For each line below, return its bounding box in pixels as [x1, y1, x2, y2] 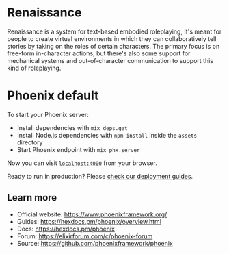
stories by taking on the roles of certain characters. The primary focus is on [7, 42, 220, 50]
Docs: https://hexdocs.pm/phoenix [16, 225, 115, 233]
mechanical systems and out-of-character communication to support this [7, 56, 214, 64]
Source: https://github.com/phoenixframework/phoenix [16, 239, 173, 247]
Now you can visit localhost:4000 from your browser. [7, 159, 157, 167]
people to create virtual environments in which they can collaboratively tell [7, 34, 217, 42]
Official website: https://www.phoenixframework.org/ [16, 210, 167, 218]
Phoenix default [7, 88, 99, 103]
